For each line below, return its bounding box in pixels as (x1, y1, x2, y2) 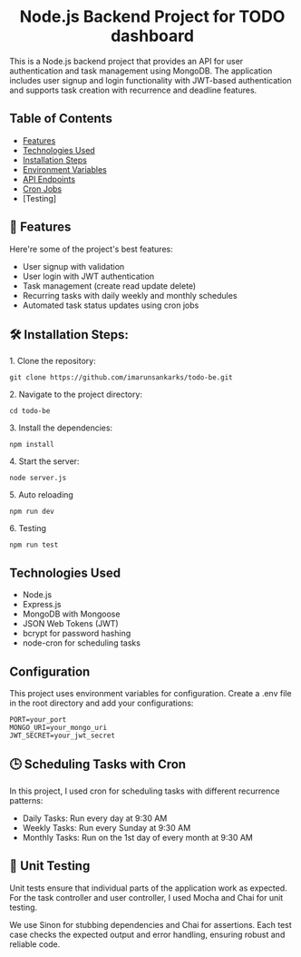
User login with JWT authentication (22, 271, 155, 281)
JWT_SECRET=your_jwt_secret (9, 731, 116, 740)
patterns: (9, 794, 44, 805)
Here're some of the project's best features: (9, 243, 174, 254)
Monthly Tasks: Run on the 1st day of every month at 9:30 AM (22, 832, 254, 843)
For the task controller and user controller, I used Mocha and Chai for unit (9, 892, 284, 903)
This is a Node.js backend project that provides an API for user (9, 55, 244, 66)
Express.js (22, 599, 62, 610)
